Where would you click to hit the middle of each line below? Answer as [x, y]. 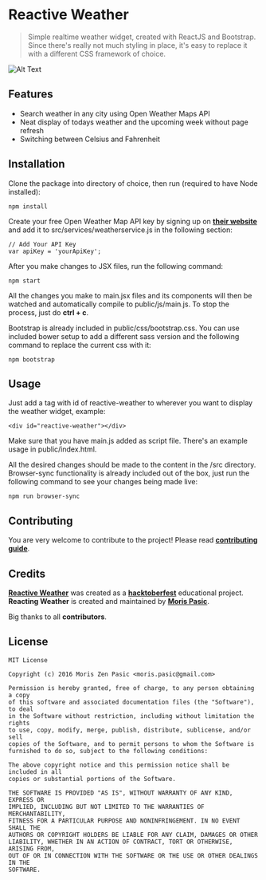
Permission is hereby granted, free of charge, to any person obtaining [131, 688]
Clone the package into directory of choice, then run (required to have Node [133, 183]
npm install [28, 206]
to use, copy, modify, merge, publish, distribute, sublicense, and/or [129, 730]
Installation [37, 164]
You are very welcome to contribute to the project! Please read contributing [133, 540]
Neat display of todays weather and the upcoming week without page [134, 122]
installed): [25, 191]
